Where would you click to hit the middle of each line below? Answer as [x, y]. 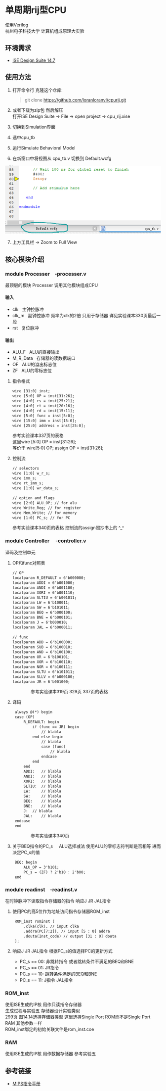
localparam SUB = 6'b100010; [42, 647]
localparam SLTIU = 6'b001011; [44, 597]
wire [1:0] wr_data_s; [36, 488]
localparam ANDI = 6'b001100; [43, 588]
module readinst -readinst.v [41, 890]
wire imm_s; [24, 478]
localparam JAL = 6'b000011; [42, 627]
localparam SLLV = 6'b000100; [43, 677]
